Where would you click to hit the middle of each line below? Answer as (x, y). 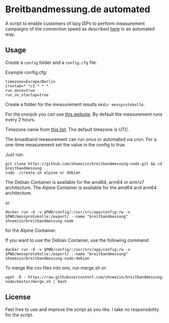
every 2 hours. (21, 119)
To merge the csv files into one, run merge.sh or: (56, 268)
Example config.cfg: (26, 72)
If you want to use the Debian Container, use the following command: (77, 240)
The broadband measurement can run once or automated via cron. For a (81, 139)
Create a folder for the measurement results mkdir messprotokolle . (75, 104)
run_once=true (20, 90)
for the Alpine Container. (31, 230)
